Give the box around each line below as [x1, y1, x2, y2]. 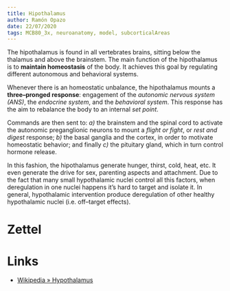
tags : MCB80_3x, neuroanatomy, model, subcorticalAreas [7, 29, 170, 36]
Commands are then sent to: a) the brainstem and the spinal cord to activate [7, 118, 223, 127]
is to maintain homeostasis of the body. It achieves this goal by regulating [7, 63, 218, 71]
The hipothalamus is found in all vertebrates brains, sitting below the [7, 48, 201, 56]
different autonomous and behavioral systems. [7, 70, 139, 78]
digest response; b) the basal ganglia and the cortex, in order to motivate [7, 133, 214, 142]
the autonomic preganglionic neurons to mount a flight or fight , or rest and [7, 126, 218, 134]
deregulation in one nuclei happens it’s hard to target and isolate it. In [7, 183, 203, 191]
